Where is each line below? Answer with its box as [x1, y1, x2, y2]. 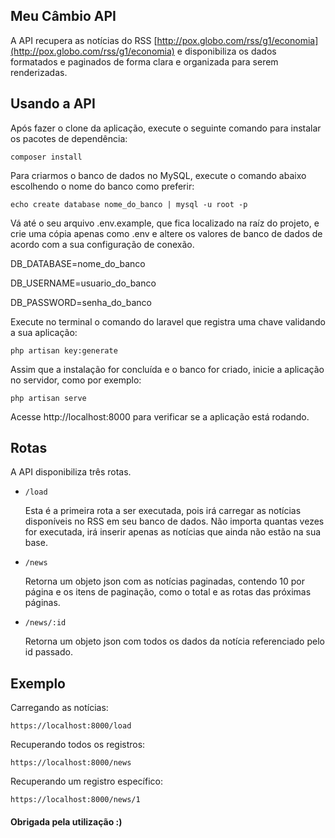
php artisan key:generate [10, 345, 118, 356]
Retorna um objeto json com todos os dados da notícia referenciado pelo [24, 635, 325, 648]
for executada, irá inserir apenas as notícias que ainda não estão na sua [24, 526, 322, 538]
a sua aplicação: [10, 326, 78, 338]
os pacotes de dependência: [10, 132, 128, 144]
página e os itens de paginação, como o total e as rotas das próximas [24, 586, 312, 598]
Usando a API [10, 95, 96, 113]
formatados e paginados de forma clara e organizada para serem [10, 55, 279, 68]
